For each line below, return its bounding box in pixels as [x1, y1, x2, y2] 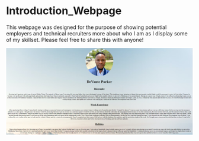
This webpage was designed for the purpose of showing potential [6, 24, 167, 31]
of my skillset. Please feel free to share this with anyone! [6, 36, 144, 43]
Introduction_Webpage [6, 4, 122, 18]
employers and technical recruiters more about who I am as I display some [6, 29, 188, 37]
